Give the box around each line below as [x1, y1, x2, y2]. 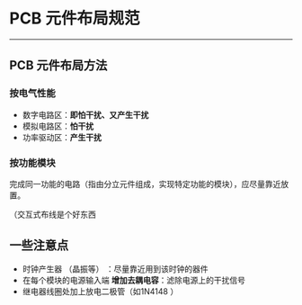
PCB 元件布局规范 [9, 8, 141, 29]
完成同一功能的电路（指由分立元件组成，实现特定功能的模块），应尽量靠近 [9, 178, 281, 189]
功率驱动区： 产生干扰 [22, 131, 102, 142]
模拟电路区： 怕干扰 [22, 121, 94, 131]
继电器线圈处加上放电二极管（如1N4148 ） [22, 285, 179, 297]
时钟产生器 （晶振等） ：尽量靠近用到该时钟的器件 [22, 263, 209, 274]
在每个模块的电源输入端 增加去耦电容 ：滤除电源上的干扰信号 [22, 274, 245, 285]
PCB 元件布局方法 [9, 58, 108, 73]
